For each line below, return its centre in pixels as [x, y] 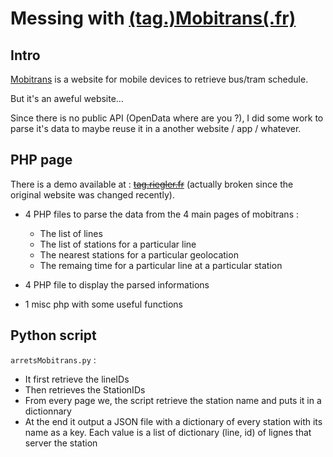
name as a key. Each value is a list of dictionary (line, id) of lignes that [168, 432]
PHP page [41, 160]
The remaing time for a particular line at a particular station [161, 265]
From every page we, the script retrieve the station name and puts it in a [173, 400]
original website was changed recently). [92, 194]
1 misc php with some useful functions [103, 304]
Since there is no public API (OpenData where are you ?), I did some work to [167, 118]
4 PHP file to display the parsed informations [117, 284]
